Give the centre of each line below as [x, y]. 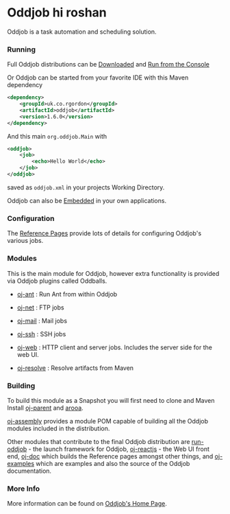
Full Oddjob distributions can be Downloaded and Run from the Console [108, 65]
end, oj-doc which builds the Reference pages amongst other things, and [110, 456]
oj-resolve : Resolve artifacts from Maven [75, 368]
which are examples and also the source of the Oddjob [113, 463]
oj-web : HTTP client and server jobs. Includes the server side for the [114, 347]
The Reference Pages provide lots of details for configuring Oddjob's [104, 233]
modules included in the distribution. [59, 428]
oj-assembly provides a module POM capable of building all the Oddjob [108, 421]
